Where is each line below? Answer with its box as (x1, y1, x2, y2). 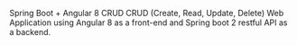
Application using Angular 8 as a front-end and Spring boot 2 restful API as (9, 17, 288, 28)
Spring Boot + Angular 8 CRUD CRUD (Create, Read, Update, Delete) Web (9, 8, 284, 18)
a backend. (9, 27, 51, 37)
